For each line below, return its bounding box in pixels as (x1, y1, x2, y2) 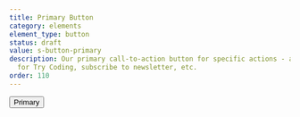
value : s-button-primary (9, 46, 102, 55)
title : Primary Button (9, 13, 94, 22)
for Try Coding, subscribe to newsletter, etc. (17, 63, 198, 72)
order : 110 (9, 71, 50, 80)
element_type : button (9, 29, 90, 38)
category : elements (9, 21, 82, 30)
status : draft (9, 38, 62, 47)
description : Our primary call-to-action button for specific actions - (9, 54, 286, 63)
